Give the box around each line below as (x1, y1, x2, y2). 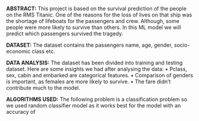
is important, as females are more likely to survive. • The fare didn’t (6, 78, 171, 85)
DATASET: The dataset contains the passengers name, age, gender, (6, 41, 173, 48)
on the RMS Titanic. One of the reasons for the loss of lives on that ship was (6, 11, 192, 18)
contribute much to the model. (6, 84, 80, 91)
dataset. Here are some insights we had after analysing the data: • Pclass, (6, 66, 187, 73)
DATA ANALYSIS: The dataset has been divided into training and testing (6, 59, 183, 66)
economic (6, 48, 31, 55)
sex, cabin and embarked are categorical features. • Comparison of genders (6, 72, 194, 79)
